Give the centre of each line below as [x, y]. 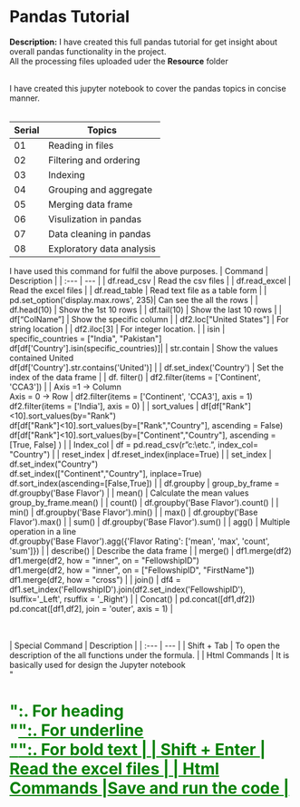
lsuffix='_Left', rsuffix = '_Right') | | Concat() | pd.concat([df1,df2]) [132, 599]
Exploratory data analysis [102, 249]
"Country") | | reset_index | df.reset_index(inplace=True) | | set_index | [140, 454]
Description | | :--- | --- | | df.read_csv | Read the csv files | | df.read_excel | [150, 280]
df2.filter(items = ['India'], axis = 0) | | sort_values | [104, 406]
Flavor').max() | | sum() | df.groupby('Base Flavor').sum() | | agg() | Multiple [150, 522]
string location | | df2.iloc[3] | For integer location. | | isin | [117, 329]
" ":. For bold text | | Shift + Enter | [138, 750]
